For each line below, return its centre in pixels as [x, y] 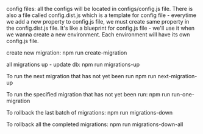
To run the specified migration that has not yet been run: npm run [88, 94]
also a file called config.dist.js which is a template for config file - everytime [101, 15]
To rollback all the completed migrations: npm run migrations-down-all [95, 124]
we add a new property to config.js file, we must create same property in [98, 22]
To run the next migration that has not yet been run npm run [81, 76]
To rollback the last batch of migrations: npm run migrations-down [89, 112]
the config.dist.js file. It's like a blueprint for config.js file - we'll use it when [101, 28]
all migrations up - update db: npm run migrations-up [73, 64]
